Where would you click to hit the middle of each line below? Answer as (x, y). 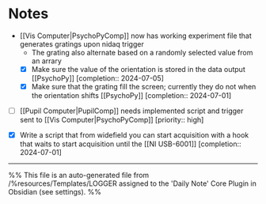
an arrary (46, 61)
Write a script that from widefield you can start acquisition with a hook (134, 135)
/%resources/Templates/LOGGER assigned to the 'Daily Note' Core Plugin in (133, 183)
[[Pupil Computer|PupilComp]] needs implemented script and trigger (131, 111)
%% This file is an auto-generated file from (79, 176)
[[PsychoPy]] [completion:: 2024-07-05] (98, 78)
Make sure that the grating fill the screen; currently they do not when (144, 87)
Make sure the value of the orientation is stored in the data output (138, 69)
